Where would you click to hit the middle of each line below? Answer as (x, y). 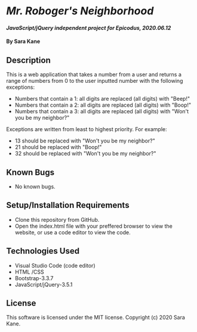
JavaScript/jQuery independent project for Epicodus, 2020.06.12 (89, 27)
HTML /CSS (29, 272)
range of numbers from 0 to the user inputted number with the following (95, 81)
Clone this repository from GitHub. (57, 219)
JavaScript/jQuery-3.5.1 (44, 284)
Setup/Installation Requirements (68, 205)
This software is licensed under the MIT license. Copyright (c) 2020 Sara (96, 318)
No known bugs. (35, 187)
